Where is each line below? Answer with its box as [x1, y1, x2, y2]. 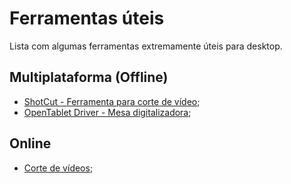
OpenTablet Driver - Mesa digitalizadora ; [23, 106, 192, 118]
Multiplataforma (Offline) [9, 69, 169, 86]
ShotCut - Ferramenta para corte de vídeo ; [23, 95, 201, 107]
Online [9, 135, 52, 152]
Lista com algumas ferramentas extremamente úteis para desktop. [9, 40, 283, 52]
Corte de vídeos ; [23, 162, 94, 174]
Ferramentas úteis [9, 7, 165, 30]
